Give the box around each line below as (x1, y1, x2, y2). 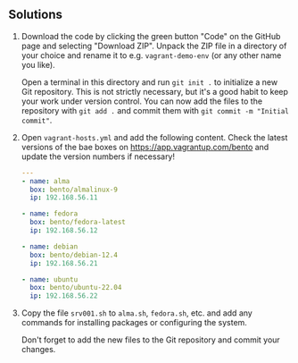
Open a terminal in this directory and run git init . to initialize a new (21, 76, 278, 88)
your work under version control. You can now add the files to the (21, 96, 263, 106)
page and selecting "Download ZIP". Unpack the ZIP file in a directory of (21, 40, 287, 51)
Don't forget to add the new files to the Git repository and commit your (21, 334, 280, 345)
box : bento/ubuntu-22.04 (29, 283, 122, 292)
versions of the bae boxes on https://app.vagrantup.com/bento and (21, 141, 269, 152)
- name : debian (21, 241, 79, 251)
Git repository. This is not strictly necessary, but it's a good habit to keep (21, 86, 289, 97)
